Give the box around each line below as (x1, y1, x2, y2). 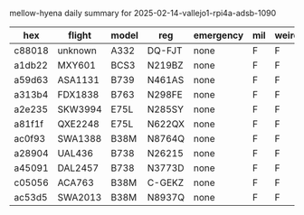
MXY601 (57, 59, 97, 71)
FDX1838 (57, 89, 100, 100)
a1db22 (14, 59, 48, 71)
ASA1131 (57, 74, 100, 86)
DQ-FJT (147, 44, 183, 57)
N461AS (147, 74, 185, 86)
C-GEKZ (147, 176, 185, 189)
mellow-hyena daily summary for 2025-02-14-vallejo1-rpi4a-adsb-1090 (9, 8, 277, 18)
